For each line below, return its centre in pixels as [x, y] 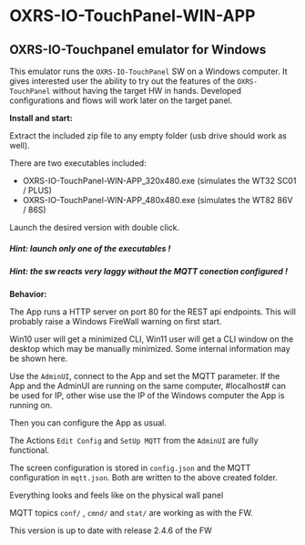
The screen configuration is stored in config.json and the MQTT [130, 468]
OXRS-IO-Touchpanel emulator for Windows [138, 50]
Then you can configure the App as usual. [88, 423]
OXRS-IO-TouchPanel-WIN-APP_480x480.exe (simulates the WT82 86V [158, 200]
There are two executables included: [78, 163]
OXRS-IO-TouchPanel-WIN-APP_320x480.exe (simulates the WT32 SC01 [159, 180]
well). [20, 145]
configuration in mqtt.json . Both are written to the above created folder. [143, 478]
